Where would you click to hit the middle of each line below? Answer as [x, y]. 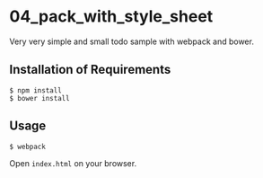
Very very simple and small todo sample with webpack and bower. [131, 41]
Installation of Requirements [90, 70]
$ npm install [36, 90]
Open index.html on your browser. [73, 163]
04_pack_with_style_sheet [111, 17]
